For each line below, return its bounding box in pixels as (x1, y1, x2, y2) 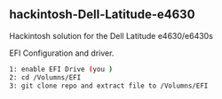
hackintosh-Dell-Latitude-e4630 (9, 7, 195, 22)
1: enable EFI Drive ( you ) (9, 65, 114, 73)
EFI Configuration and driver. (9, 48, 115, 58)
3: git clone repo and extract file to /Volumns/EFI (9, 81, 209, 90)
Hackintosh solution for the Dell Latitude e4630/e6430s (9, 30, 213, 41)
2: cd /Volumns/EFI (9, 72, 82, 82)
